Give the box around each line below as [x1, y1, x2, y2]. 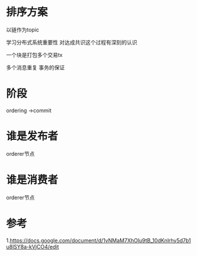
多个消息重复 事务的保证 [6, 63, 65, 71]
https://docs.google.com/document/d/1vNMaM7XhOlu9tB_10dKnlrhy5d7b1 [9, 236, 191, 244]
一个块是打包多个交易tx [6, 51, 63, 58]
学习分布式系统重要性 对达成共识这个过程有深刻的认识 [6, 39, 137, 46]
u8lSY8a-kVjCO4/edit [6, 243, 59, 250]
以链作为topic [6, 26, 40, 33]
